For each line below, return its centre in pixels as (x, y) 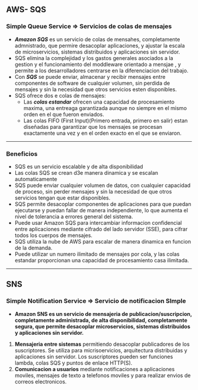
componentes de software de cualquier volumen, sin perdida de (92, 83)
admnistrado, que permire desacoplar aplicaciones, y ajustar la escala (100, 45)
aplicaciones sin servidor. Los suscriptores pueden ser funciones (94, 356)
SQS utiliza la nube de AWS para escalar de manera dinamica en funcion (103, 241)
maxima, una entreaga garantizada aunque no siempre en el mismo (105, 108)
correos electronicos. (40, 381)
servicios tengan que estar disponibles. (62, 198)
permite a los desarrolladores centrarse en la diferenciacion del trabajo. (101, 71)
